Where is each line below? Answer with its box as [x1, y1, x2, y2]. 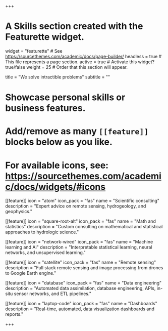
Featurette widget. [5, 31, 85, 43]
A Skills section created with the [5, 21, 143, 32]
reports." [5, 311, 24, 317]
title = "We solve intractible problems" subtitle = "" [5, 74, 110, 80]
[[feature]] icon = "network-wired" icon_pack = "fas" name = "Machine [5, 239, 153, 245]
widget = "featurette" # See [5, 48, 63, 54]
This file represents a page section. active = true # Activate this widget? [5, 59, 155, 65]
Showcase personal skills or [5, 92, 126, 103]
